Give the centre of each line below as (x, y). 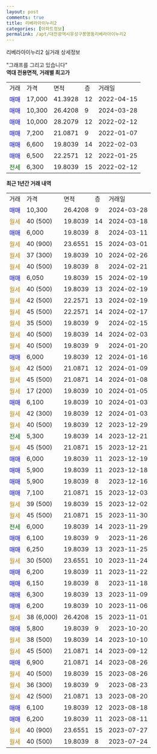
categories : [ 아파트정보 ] (35, 29)
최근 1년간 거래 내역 (29, 183)
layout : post (23, 12)
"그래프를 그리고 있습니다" (37, 65)
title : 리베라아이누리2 (32, 23)
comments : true (25, 17)
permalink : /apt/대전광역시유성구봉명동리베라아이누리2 (66, 34)
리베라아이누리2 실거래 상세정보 (43, 52)
